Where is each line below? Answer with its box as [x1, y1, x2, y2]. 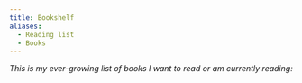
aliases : [9, 22, 42, 31]
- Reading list [17, 30, 75, 39]
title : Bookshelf [9, 13, 75, 23]
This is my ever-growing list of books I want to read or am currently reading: [9, 63, 293, 74]
